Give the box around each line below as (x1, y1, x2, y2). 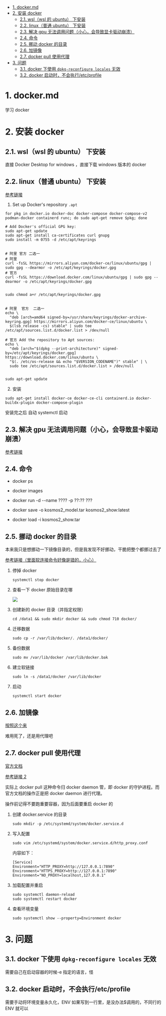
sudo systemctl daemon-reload (12, 892, 75, 897)
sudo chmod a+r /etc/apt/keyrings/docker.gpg (5, 292, 101, 297)
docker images (12, 488, 43, 494)
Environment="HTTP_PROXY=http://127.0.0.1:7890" (12, 864, 115, 869)
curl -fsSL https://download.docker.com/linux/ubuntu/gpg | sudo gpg (5, 275, 152, 280)
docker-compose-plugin (36, 400, 83, 405)
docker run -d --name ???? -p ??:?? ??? (12, 498, 93, 504)
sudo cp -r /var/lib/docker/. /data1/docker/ (12, 636, 108, 641)
